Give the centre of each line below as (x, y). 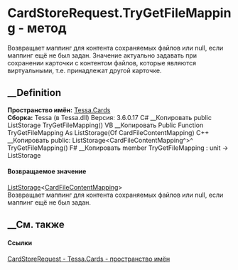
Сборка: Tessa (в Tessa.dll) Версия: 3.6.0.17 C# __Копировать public (109, 117)
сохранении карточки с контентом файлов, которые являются (102, 63)
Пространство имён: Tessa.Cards (59, 110)
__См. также (36, 225)
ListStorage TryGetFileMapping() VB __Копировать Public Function (106, 125)
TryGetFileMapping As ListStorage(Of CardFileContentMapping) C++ (108, 132)
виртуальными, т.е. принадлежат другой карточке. (85, 70)
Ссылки (20, 242)
